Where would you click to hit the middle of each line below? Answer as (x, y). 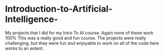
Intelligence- (32, 19)
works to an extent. (24, 48)
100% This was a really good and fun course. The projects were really (76, 38)
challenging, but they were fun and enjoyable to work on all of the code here (82, 43)
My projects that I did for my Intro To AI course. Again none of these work (79, 33)
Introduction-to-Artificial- (59, 9)
